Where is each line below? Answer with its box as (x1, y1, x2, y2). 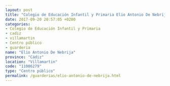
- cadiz (5, 31, 22, 36)
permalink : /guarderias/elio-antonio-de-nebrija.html (5, 73, 121, 78)
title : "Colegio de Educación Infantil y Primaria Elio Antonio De (5, 12, 151, 17)
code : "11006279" (5, 64, 42, 69)
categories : (5, 21, 30, 27)
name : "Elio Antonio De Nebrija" (5, 50, 76, 55)
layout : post (5, 7, 33, 13)
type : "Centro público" (5, 69, 56, 74)
